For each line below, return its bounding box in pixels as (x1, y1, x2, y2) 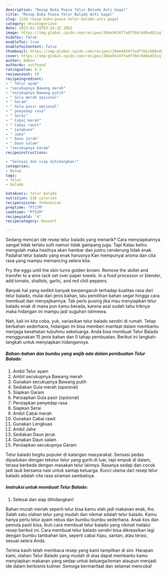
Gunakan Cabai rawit (12, 416, 56, 422)
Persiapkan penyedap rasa (12, 400, 67, 406)
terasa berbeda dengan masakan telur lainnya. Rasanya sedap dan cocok (5, 462, 156, 468)
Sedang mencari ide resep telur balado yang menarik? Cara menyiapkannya (5, 236, 161, 243)
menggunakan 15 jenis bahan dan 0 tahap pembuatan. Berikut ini (5, 334, 138, 340)
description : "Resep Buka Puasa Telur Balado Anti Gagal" (5, 7, 128, 12)
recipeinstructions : (5, 150, 49, 155)
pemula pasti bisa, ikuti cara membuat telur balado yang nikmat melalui (5, 522, 151, 528)
